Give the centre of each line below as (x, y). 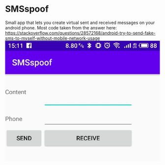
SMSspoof (27, 9)
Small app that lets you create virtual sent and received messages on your (80, 23)
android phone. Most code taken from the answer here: (61, 27)
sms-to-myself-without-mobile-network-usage (53, 38)
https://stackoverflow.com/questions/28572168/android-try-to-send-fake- (80, 33)
